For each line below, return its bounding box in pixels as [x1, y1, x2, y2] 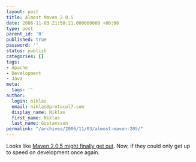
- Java [6, 76, 23, 82]
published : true [6, 37, 47, 43]
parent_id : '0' [6, 31, 44, 37]
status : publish [6, 48, 47, 54]
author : [6, 92, 26, 98]
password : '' [6, 43, 39, 49]
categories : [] [6, 53, 44, 59]
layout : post [6, 8, 39, 15]
